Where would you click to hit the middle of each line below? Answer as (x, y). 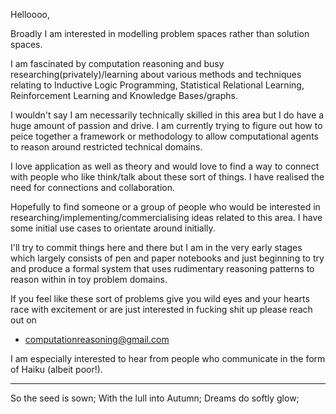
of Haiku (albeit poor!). (56, 369)
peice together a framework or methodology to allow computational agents (164, 136)
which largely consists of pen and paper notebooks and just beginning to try (167, 258)
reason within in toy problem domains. (89, 279)
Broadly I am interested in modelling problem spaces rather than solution (160, 33)
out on (23, 320)
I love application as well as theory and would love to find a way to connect (165, 166)
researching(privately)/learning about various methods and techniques (156, 74)
